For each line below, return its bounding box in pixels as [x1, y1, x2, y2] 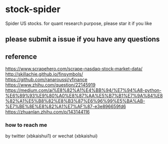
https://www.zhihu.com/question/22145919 [5, 82, 95, 88]
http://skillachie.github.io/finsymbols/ [5, 71, 83, 77]
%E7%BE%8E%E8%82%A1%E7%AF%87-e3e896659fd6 [5, 103, 126, 110]
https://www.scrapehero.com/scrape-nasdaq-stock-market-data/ [5, 66, 143, 72]
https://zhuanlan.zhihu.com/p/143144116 [5, 109, 90, 115]
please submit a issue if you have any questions [5, 35, 160, 44]
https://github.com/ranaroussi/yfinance [5, 77, 88, 83]
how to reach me [5, 122, 47, 129]
